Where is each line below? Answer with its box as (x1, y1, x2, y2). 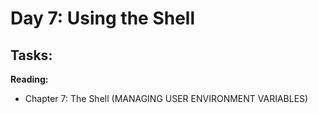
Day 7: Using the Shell (10, 7, 196, 30)
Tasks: (10, 47, 53, 64)
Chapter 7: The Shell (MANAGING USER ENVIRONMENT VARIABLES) (24, 93, 309, 104)
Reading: (10, 73, 49, 85)
